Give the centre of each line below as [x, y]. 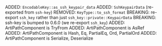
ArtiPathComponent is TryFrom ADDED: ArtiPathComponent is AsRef [75, 28]
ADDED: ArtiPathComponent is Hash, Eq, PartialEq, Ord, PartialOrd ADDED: [81, 33]
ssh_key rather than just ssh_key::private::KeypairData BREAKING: [88, 17]
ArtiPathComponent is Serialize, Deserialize [49, 38]
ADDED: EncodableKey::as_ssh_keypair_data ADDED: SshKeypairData [75, 7]
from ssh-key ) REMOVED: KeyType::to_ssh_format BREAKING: [87, 12]
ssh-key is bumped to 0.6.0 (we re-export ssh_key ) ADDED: [65, 23]
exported [14, 12]
